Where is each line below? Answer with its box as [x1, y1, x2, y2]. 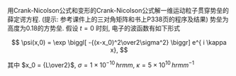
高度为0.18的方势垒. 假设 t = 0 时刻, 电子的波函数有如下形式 [7, 24, 181, 32]
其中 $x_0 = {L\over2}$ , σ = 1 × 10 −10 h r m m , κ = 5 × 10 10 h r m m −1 [7, 60, 195, 69]
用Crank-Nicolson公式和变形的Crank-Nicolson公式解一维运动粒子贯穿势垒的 [7, 6, 229, 14]
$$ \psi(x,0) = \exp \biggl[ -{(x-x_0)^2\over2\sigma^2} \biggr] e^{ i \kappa [11, 38, 227, 46]
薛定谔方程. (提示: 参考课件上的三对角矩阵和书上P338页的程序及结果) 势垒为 [7, 15, 229, 23]
